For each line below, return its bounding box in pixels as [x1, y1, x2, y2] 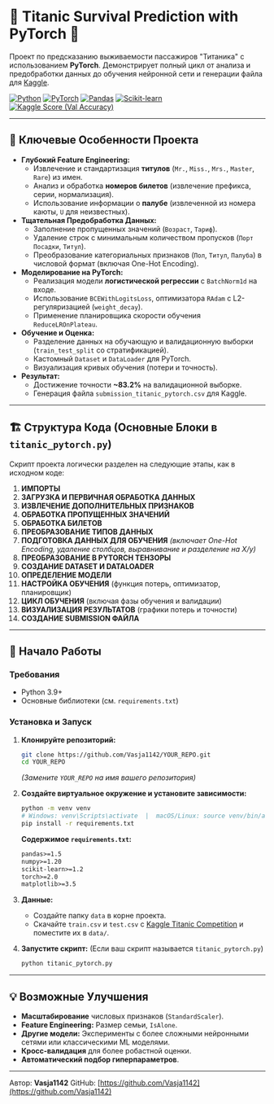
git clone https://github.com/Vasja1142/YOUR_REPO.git [20, 751, 211, 759]
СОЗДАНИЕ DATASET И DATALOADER [20, 561, 154, 571]
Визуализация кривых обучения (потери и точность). [33, 362, 218, 372]
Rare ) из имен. [33, 172, 83, 182]
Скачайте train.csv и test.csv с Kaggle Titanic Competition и [33, 919, 244, 929]
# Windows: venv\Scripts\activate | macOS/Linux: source [20, 812, 226, 821]
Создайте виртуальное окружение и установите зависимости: [20, 789, 247, 799]
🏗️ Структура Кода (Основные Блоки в [9, 421, 218, 435]
